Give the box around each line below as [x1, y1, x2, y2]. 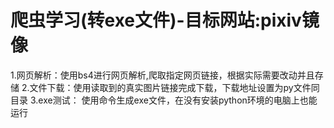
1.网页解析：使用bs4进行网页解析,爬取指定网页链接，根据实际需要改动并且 [10, 69, 315, 81]
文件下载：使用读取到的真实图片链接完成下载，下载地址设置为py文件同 [29, 81, 320, 93]
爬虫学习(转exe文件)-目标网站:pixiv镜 [10, 9, 320, 32]
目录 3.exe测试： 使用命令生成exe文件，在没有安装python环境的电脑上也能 [10, 94, 318, 106]
